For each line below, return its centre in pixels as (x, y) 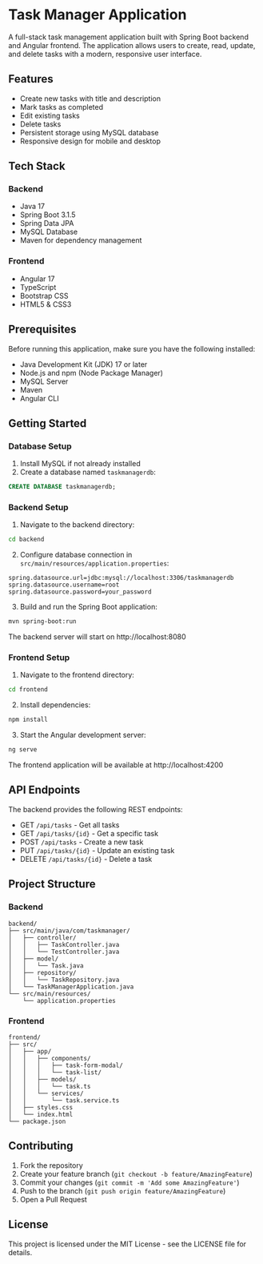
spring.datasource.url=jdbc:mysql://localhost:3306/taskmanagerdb (121, 578)
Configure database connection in (76, 555)
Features (31, 79)
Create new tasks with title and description (90, 99)
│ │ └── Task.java (46, 966)
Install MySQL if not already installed (80, 464)
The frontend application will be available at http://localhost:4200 (116, 765)
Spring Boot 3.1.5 (48, 215)
